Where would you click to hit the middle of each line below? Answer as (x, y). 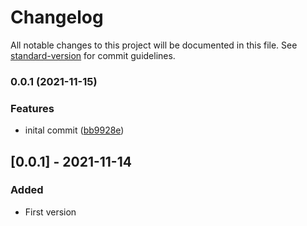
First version (50, 212)
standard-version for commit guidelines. (93, 55)
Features (32, 108)
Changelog (57, 17)
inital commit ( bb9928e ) (74, 130)
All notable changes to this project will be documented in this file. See (154, 45)
